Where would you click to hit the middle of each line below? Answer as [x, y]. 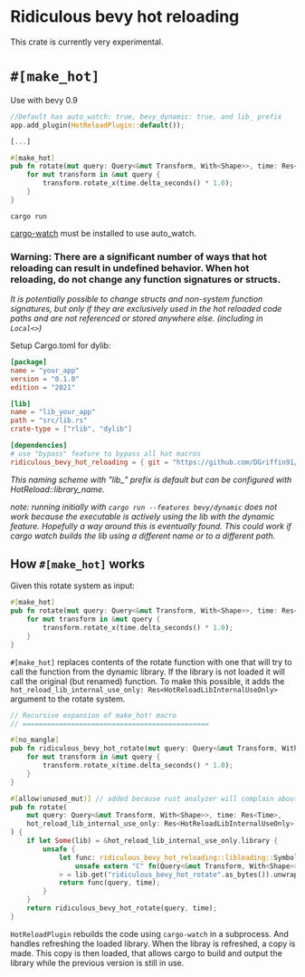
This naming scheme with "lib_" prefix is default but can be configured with [151, 479]
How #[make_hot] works [78, 564]
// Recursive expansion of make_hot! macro [94, 715]
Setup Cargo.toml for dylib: [61, 345]
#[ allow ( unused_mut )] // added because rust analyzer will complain [142, 798]
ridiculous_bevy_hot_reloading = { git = [90, 462]
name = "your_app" [45, 370]
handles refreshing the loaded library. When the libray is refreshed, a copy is [153, 943]
